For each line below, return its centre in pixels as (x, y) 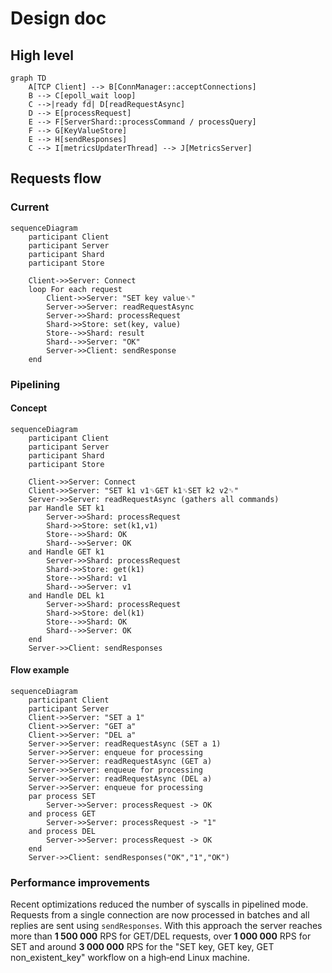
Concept (29, 408)
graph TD (28, 78)
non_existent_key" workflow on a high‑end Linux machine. (130, 958)
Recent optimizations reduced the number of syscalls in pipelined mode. (159, 904)
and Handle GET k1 (66, 552)
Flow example (40, 670)
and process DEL (62, 832)
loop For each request (75, 289)
